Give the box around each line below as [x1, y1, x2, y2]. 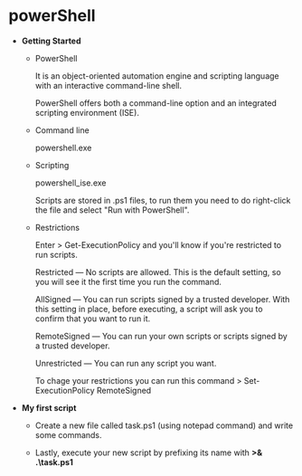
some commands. [34, 429, 102, 440]
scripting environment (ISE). [34, 107, 139, 118]
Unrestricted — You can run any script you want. [34, 357, 217, 368]
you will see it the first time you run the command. [34, 276, 222, 287]
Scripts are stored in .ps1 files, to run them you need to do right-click [34, 195, 291, 205]
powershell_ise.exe [34, 177, 107, 188]
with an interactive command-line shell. [34, 80, 183, 90]
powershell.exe [34, 142, 92, 153]
